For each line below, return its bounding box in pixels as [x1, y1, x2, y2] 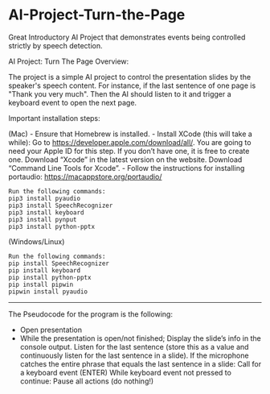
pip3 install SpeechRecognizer [8, 201, 113, 209]
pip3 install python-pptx [8, 222, 95, 230]
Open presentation [19, 325, 83, 334]
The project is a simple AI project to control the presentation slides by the [8, 72, 252, 81]
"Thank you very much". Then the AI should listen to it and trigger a [8, 89, 231, 98]
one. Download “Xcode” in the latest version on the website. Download [8, 155, 243, 164]
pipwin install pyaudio [8, 288, 88, 296]
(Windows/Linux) [8, 236, 65, 247]
